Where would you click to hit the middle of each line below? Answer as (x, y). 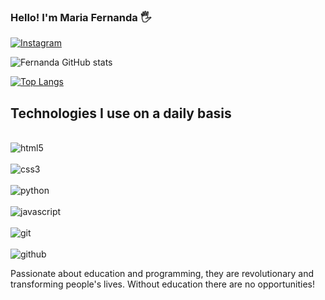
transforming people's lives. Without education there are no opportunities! (163, 284)
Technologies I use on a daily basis (121, 113)
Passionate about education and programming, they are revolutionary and (162, 274)
